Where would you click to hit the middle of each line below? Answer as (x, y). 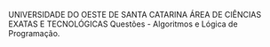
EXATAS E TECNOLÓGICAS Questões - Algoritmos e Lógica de (123, 24)
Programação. (34, 33)
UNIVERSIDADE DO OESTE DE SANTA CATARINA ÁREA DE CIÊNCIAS (135, 15)
